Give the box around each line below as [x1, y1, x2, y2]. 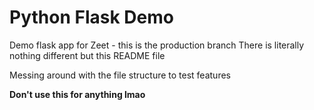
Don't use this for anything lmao [9, 88, 146, 100]
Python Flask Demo [9, 6, 174, 29]
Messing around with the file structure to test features [9, 69, 231, 81]
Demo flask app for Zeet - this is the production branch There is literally [9, 39, 305, 51]
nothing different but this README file [9, 49, 166, 61]
